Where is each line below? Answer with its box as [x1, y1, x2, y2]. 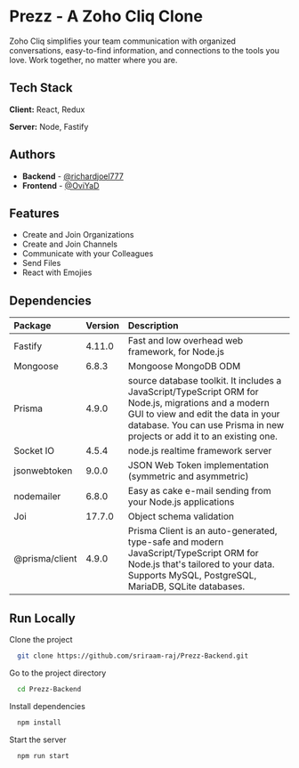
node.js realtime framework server [127, 445, 272, 457]
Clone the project [9, 635, 73, 644]
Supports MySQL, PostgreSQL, [127, 570, 257, 582]
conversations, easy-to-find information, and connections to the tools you [9, 44, 280, 55]
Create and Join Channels [21, 238, 118, 250]
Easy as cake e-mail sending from [127, 485, 271, 497]
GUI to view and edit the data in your [127, 408, 280, 420]
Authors [9, 147, 56, 162]
